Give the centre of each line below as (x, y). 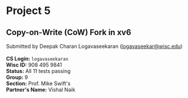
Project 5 (28, 11)
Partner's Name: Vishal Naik (41, 90)
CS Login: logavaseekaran (37, 59)
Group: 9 (17, 77)
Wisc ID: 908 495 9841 (34, 65)
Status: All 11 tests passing (38, 71)
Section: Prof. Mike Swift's (38, 83)
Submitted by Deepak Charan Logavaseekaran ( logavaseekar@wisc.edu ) (94, 46)
